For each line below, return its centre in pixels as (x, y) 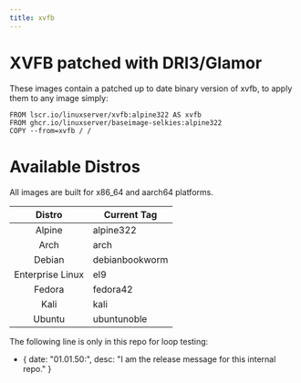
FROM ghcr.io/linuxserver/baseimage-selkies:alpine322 (116, 123)
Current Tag (130, 214)
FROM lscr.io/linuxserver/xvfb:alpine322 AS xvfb (106, 115)
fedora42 (113, 289)
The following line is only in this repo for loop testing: (109, 341)
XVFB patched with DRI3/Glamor (136, 62)
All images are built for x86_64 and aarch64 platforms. (112, 191)
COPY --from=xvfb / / (51, 130)
